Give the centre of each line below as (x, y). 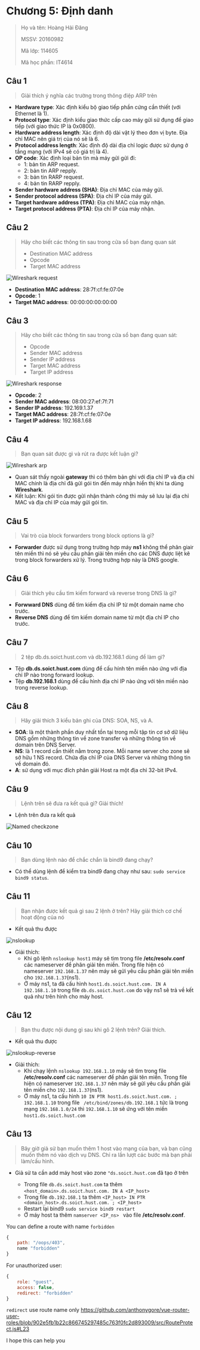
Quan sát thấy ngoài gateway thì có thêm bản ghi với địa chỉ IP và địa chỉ (104, 477)
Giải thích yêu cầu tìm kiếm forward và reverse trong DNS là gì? (99, 593)
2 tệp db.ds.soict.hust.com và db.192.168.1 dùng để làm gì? (93, 657)
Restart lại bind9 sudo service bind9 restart (79, 1208)
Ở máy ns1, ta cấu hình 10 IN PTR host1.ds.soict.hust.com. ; (100, 1096)
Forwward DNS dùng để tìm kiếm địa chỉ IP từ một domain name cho (99, 604)
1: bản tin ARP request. (51, 164)
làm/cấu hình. (38, 1161)
